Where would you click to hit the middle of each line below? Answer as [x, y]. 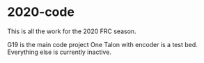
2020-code [41, 12]
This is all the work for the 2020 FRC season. [72, 31]
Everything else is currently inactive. [59, 52]
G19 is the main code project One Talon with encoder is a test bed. [103, 44]
